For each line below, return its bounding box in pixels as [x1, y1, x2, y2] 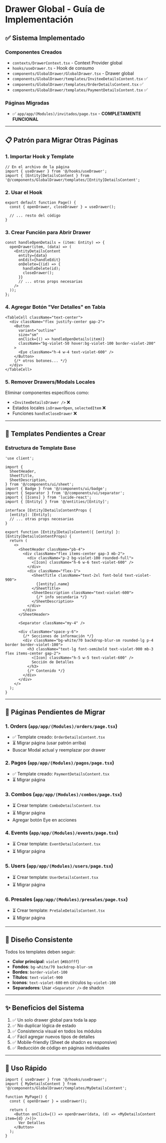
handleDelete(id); [23, 266, 61, 271]
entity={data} [18, 253, 48, 258]
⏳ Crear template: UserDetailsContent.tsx [12, 874, 99, 880]
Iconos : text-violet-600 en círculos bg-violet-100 [12, 980, 116, 985]
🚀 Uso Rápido [5, 1064, 47, 1072]
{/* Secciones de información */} [23, 633, 94, 639]
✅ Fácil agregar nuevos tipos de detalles [12, 1034, 95, 1039]
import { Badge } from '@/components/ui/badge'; [5, 486, 107, 491]
